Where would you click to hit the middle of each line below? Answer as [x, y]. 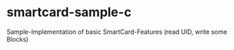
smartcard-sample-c [69, 12]
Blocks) [18, 39]
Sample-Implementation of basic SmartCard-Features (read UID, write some [117, 32]
